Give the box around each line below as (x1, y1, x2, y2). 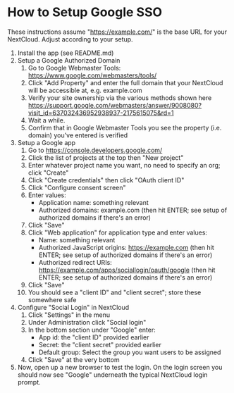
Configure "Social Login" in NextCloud (17, 303, 130, 311)
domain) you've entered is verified (27, 131, 128, 139)
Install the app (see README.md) (17, 49, 114, 57)
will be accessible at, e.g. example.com (27, 86, 142, 94)
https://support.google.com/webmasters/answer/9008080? (27, 101, 202, 109)
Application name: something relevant (38, 198, 149, 206)
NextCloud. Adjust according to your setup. (7, 35, 133, 43)
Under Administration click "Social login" (27, 318, 147, 326)
